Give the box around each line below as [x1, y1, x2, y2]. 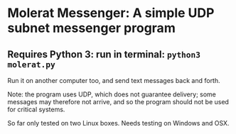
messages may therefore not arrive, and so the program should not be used [7, 98, 230, 106]
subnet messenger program [7, 20, 176, 36]
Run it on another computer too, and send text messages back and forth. [7, 77, 220, 84]
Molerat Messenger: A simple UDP [7, 5, 215, 21]
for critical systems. [7, 105, 65, 113]
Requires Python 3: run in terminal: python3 [7, 48, 201, 60]
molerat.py [7, 59, 55, 69]
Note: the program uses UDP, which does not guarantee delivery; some [7, 90, 217, 99]
